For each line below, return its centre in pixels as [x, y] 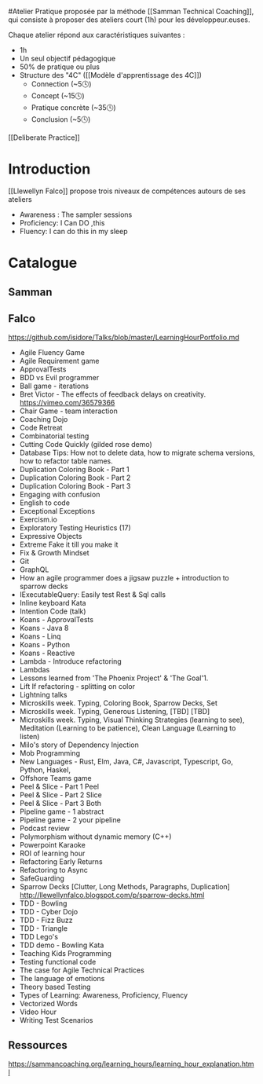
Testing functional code [58, 962]
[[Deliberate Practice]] [44, 137]
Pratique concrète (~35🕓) [73, 108]
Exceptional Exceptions [57, 511]
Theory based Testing [55, 987]
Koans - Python [45, 645]
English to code [45, 503]
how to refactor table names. [66, 461]
